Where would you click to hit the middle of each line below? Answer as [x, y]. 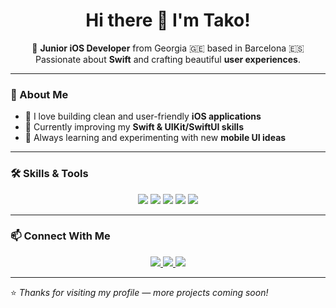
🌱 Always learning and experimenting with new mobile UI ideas [155, 138]
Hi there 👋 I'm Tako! [168, 20]
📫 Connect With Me [60, 236]
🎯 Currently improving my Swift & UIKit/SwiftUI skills [134, 127]
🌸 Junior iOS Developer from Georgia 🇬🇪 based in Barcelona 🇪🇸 [168, 48]
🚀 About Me [39, 94]
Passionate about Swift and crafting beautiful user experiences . [168, 59]
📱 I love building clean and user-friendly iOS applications [143, 116]
